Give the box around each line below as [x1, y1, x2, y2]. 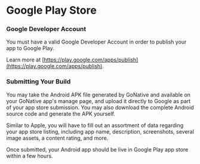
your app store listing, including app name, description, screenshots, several [6, 128, 194, 135]
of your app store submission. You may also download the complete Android [6, 104, 194, 111]
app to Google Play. [6, 45, 55, 52]
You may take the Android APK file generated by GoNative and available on [6, 91, 191, 98]
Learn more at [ [6, 56, 45, 63]
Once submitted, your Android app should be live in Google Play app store [6, 146, 189, 153]
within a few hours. [6, 152, 53, 159]
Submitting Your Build [6, 78, 71, 86]
